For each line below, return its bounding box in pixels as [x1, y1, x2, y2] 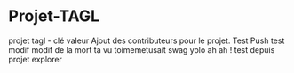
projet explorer [8, 54, 63, 64]
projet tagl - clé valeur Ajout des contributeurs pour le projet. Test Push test [8, 35, 285, 46]
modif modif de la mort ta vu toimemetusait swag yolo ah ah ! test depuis [8, 44, 275, 55]
